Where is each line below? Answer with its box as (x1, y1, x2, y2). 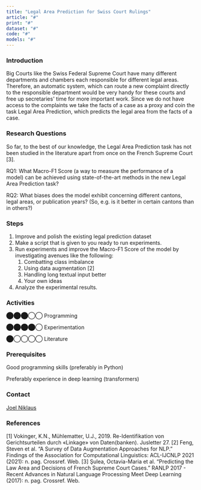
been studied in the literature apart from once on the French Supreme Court (6, 149, 193, 156)
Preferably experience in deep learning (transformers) (6, 375, 139, 383)
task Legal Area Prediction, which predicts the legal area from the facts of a (6, 108, 193, 115)
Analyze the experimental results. (14, 284, 98, 291)
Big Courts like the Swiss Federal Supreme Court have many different (6, 70, 177, 77)
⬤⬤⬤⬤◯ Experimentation (6, 324, 85, 331)
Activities (6, 299, 35, 307)
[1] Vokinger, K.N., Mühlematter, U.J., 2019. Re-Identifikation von (6, 433, 165, 440)
